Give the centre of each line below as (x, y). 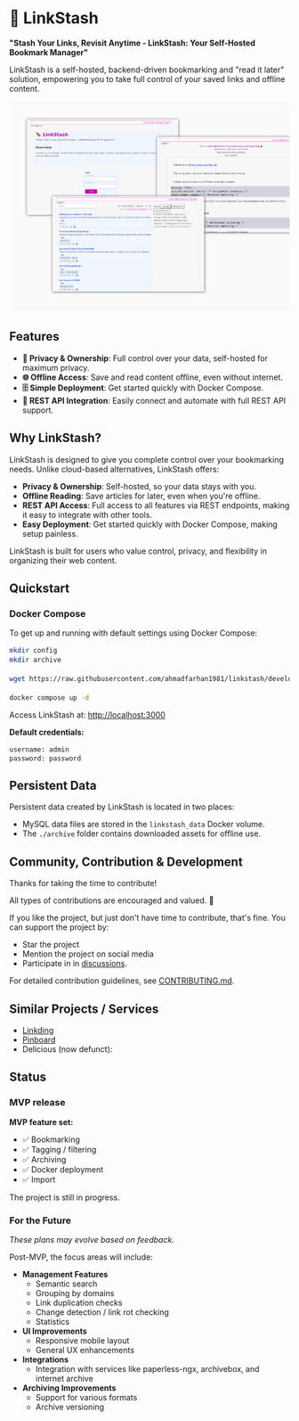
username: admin (39, 749)
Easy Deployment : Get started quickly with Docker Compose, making (149, 524)
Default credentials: (47, 732)
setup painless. (50, 533)
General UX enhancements (85, 1350)
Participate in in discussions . (74, 964)
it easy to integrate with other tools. (87, 514)
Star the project (51, 945)
